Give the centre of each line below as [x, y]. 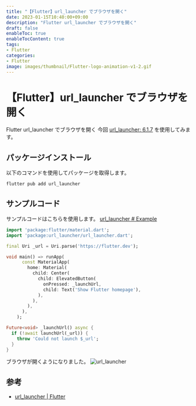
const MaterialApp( [45, 262]
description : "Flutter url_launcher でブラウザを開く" [71, 22]
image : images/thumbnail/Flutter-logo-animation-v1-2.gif [79, 66]
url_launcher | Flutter [40, 397]
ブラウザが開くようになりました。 [48, 362]
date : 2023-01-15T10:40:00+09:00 [47, 17]
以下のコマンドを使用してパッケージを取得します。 [68, 173]
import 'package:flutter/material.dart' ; [58, 230]
